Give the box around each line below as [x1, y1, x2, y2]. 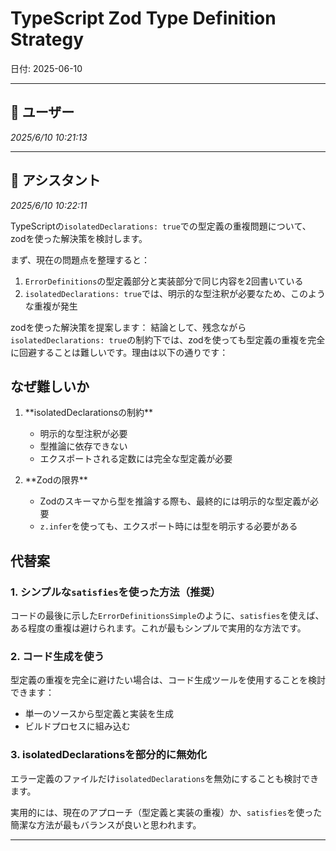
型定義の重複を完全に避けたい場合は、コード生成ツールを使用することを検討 [10, 674, 326, 686]
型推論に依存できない [39, 440, 128, 452]
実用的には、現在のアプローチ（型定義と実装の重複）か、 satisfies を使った [10, 806, 323, 818]
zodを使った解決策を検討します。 [10, 232, 148, 244]
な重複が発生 [24, 300, 78, 312]
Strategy [10, 28, 85, 51]
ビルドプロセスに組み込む [24, 720, 131, 732]
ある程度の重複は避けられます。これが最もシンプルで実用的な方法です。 [10, 622, 307, 634]
